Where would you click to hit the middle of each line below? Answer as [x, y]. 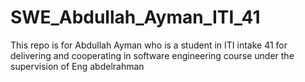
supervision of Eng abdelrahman [77, 66]
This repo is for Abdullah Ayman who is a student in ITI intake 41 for [149, 45]
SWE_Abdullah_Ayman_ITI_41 [135, 17]
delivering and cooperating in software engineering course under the [152, 55]
